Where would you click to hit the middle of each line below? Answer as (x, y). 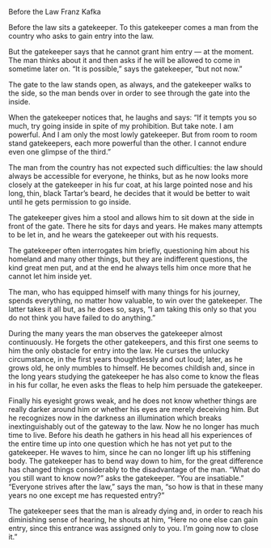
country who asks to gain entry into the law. (81, 36)
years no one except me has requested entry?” (87, 495)
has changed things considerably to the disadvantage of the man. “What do (134, 469)
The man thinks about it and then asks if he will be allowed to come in (124, 60)
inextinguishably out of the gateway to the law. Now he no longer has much (134, 427)
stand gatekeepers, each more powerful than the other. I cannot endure (127, 143)
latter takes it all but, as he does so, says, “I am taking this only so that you (132, 309)
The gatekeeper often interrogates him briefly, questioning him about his (129, 251)
